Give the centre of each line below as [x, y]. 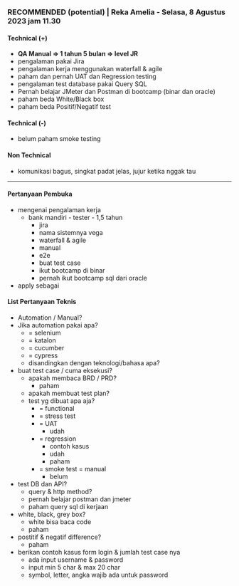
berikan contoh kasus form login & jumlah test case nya [99, 552]
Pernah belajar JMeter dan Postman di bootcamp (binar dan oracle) [116, 92]
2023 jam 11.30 [34, 21]
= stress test [57, 416]
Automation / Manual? [50, 318]
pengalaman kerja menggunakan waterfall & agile [90, 69]
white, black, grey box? [52, 514]
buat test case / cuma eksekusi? [65, 370]
